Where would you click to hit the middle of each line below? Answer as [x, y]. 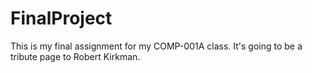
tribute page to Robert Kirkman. [75, 56]
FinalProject [61, 18]
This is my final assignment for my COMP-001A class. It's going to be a [156, 46]
